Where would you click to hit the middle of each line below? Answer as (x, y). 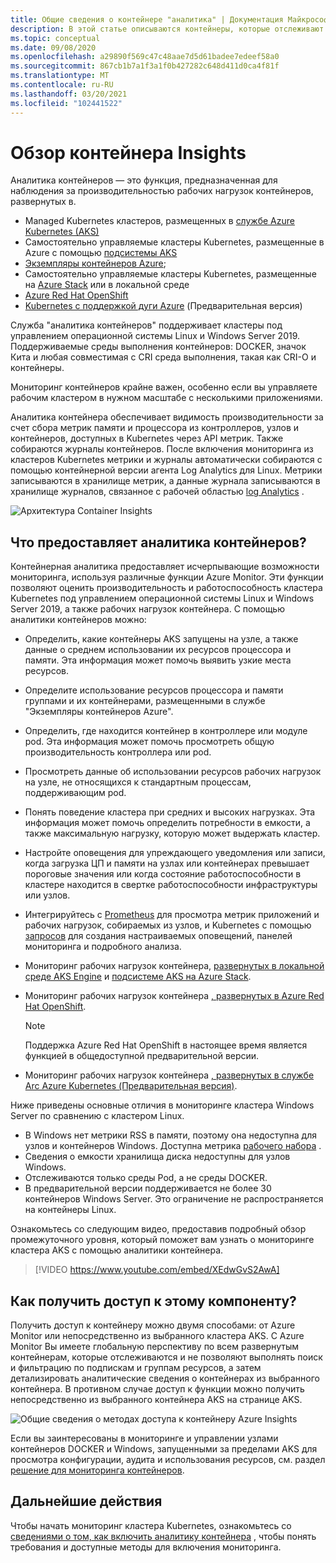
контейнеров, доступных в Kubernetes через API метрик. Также (147, 438)
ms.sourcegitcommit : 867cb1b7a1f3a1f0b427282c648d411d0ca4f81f (145, 66)
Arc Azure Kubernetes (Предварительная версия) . (131, 1086)
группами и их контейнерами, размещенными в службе (145, 701)
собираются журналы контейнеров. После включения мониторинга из (162, 449)
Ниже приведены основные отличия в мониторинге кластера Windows (162, 1105)
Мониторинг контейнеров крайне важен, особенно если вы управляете (164, 387)
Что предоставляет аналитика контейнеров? (158, 542)
